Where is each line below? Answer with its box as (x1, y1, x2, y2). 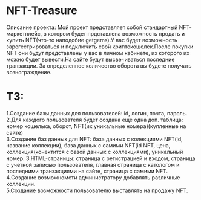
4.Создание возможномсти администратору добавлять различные (6, 173, 180, 181)
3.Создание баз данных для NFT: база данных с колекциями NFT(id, (6, 135, 183, 143)
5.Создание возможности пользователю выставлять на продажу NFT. (6, 187, 188, 194)
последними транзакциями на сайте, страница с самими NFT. (6, 167, 168, 175)
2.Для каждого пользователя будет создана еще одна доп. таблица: (6, 116, 183, 123)
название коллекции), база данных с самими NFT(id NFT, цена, (6, 141, 171, 149)
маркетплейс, (6, 30, 42, 37)
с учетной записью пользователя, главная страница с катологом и (6, 161, 180, 168)
